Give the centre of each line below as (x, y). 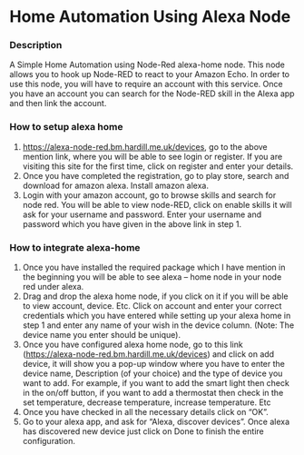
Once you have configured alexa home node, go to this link (132, 345)
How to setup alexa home (66, 127)
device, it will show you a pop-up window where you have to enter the (154, 364)
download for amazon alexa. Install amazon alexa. (115, 185)
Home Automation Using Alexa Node (150, 17)
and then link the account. (58, 104)
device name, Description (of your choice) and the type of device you (152, 373)
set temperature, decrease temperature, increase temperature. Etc (147, 402)
